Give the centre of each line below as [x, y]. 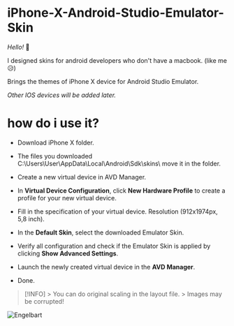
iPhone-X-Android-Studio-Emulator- [116, 13]
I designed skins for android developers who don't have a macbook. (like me [117, 60]
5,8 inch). [31, 218]
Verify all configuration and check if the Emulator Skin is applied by [114, 246]
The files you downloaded [55, 156]
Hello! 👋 [19, 47]
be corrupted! [44, 301]
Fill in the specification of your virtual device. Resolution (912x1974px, [117, 212]
